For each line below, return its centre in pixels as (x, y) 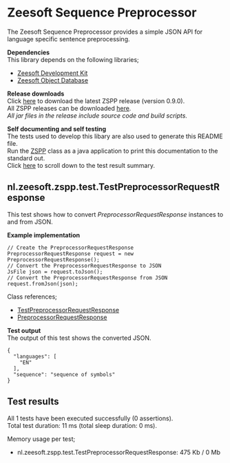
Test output (24, 330)
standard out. (26, 158)
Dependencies (29, 52)
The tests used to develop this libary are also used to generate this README (115, 136)
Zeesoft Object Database (52, 80)
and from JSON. (30, 222)
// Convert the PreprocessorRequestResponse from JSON (87, 278)
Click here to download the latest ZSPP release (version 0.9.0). (96, 100)
